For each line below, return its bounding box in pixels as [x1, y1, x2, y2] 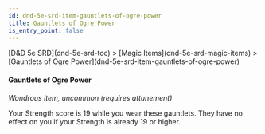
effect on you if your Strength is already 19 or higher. [8, 116, 181, 126]
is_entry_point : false [8, 26, 84, 34]
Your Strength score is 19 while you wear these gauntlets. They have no [8, 108, 243, 118]
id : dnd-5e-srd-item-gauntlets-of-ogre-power [8, 11, 162, 20]
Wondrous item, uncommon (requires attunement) [8, 93, 173, 102]
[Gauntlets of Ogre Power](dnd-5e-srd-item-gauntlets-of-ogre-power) [8, 57, 240, 66]
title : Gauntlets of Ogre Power [8, 19, 115, 27]
